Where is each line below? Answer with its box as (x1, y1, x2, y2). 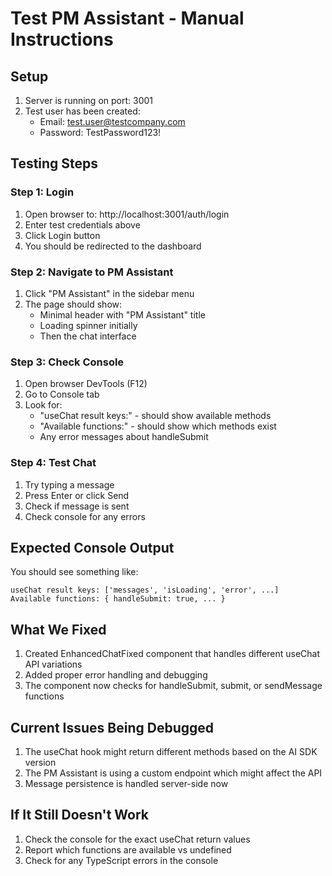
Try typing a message (24, 478, 115, 491)
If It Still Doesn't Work (10, 807, 149, 824)
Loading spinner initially (39, 319, 138, 331)
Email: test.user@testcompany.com (39, 116, 186, 127)
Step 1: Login (10, 185, 75, 199)
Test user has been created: (24, 105, 141, 117)
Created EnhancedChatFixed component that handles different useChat (24, 648, 321, 660)
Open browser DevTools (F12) (24, 378, 148, 390)
